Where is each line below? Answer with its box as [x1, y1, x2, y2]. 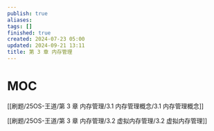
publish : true [7, 10, 48, 17]
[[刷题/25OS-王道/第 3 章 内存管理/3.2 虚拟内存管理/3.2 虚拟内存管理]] [7, 117, 208, 125]
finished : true [7, 29, 51, 37]
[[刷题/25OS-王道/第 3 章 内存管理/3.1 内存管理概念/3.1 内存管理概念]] [7, 101, 204, 110]
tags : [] [7, 23, 33, 30]
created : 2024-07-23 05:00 [7, 36, 85, 43]
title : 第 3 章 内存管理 [7, 49, 73, 56]
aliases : [7, 17, 33, 23]
